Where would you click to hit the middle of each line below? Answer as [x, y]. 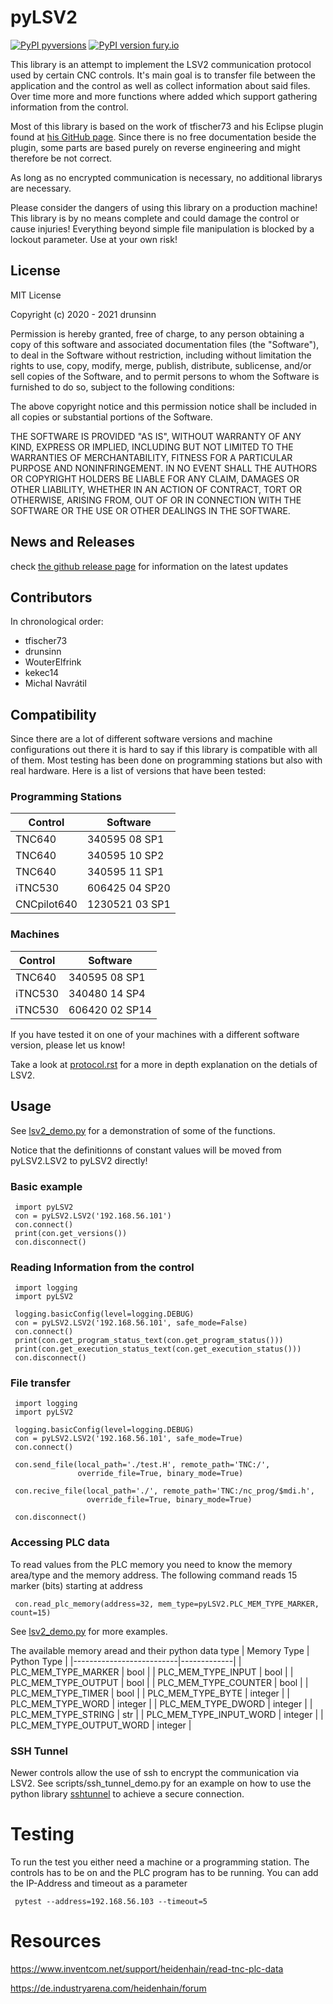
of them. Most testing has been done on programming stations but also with [166, 760]
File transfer [40, 1383]
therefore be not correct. [61, 158]
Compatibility [53, 714]
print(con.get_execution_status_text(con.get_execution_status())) [158, 1349]
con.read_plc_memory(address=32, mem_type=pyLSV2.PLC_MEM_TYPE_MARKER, [167, 1604]
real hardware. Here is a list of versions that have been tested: [138, 771]
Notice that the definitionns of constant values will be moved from [146, 1150]
